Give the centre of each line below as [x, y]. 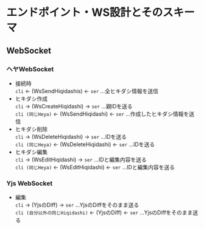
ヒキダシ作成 [31, 99]
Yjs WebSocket [30, 183]
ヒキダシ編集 [31, 152]
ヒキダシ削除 [31, 129]
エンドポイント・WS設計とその [85, 12]
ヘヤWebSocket [30, 69]
